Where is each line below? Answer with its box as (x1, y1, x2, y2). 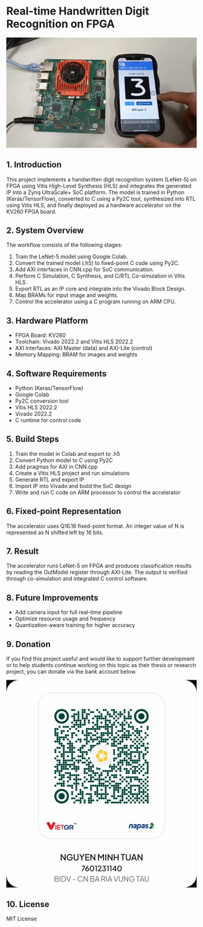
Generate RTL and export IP (14, 476, 85, 483)
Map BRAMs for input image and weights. (14, 291, 119, 299)
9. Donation (6, 639, 51, 649)
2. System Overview (6, 226, 84, 235)
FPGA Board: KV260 (14, 331, 66, 339)
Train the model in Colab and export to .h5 (14, 450, 120, 457)
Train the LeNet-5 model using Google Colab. (14, 253, 128, 261)
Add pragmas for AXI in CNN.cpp (14, 463, 98, 470)
